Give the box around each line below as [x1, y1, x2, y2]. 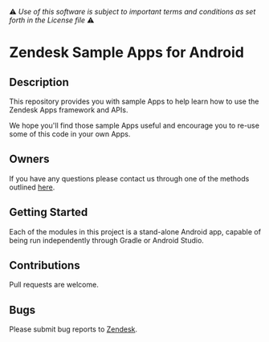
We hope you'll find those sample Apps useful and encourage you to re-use [9, 120, 260, 130]
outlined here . [9, 182, 55, 192]
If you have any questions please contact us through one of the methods [9, 173, 250, 183]
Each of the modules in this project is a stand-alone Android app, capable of [9, 226, 262, 236]
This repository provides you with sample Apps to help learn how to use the [9, 96, 259, 106]
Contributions [9, 259, 80, 272]
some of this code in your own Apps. [9, 129, 131, 139]
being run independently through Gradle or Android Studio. [9, 235, 204, 245]
